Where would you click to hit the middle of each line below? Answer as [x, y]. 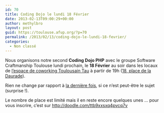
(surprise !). [17, 90]
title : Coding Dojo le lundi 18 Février [47, 14]
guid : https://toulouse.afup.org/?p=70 [46, 32]
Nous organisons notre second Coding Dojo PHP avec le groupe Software [80, 60]
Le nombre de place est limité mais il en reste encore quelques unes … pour [82, 100]
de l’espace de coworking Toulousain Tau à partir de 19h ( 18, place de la [78, 71]
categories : [17, 42]
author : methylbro [24, 23]
